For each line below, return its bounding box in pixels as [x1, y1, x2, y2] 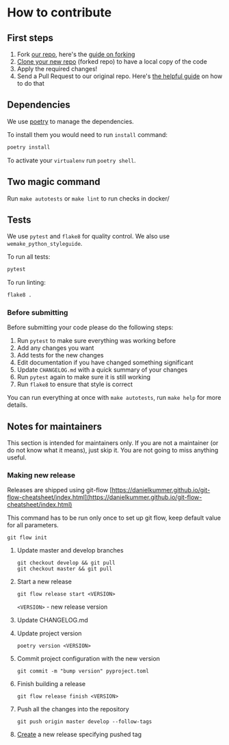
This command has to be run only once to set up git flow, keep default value [7, 514, 221, 522]
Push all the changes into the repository [16, 705, 130, 714]
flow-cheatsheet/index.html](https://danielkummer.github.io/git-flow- [7, 493, 202, 501]
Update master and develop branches [16, 546, 124, 555]
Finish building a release [16, 680, 86, 688]
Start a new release [16, 577, 72, 586]
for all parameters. [7, 521, 59, 529]
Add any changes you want [16, 344, 94, 352]
